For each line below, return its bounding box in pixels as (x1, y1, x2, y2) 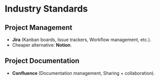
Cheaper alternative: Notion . (12, 42, 72, 48)
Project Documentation (5, 57, 79, 65)
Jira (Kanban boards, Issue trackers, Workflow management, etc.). (12, 36, 151, 43)
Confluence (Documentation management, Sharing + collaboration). (12, 70, 155, 76)
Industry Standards (5, 3, 88, 15)
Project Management (5, 23, 72, 32)
